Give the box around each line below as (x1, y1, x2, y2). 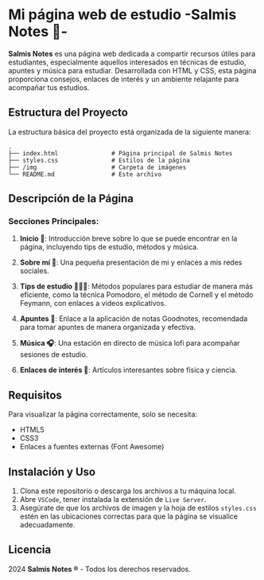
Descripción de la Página (8, 192, 134, 206)
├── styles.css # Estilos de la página (8, 156, 191, 164)
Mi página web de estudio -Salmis (8, 6, 237, 24)
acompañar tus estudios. (8, 82, 90, 92)
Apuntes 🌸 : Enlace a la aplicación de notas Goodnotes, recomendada (19, 314, 248, 323)
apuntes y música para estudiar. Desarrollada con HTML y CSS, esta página (8, 65, 257, 75)
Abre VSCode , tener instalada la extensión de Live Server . (19, 495, 207, 504)
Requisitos (8, 388, 62, 402)
